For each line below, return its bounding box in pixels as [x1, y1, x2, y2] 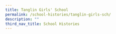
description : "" [5, 16, 39, 21]
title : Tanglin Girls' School [5, 7, 69, 12]
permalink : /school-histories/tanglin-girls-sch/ [5, 12, 111, 17]
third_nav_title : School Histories [5, 21, 80, 26]
